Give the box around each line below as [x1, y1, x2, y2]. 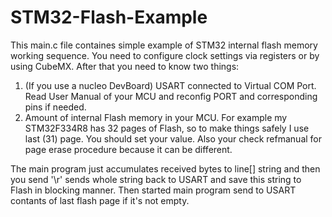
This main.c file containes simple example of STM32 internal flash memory [10, 39, 318, 51]
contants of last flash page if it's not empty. [10, 194, 190, 206]
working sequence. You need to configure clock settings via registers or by [10, 49, 320, 61]
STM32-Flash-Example [10, 6, 208, 29]
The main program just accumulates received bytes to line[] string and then [10, 162, 321, 175]
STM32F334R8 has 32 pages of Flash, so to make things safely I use [24, 122, 310, 134]
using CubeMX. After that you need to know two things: [10, 60, 240, 72]
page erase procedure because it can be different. [24, 143, 233, 155]
